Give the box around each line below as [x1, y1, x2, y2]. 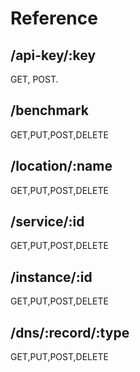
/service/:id [10, 213, 85, 231]
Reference [10, 7, 98, 30]
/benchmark [10, 102, 89, 119]
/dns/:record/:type [10, 324, 130, 341]
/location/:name [10, 158, 113, 175]
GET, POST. [10, 73, 59, 85]
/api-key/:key [10, 47, 97, 64]
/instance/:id [10, 268, 93, 286]
